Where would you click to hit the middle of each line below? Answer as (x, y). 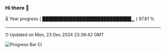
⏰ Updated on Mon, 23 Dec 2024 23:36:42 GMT (55, 35)
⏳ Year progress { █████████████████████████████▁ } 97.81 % (80, 19)
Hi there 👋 (17, 8)
